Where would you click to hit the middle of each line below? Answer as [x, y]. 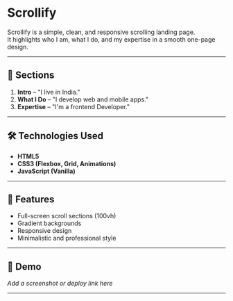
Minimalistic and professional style [67, 238]
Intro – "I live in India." [49, 92]
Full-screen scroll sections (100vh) [67, 216]
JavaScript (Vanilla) [46, 171]
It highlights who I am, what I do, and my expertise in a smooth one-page [111, 39]
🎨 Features [31, 199]
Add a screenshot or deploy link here [60, 284]
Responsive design [44, 231]
